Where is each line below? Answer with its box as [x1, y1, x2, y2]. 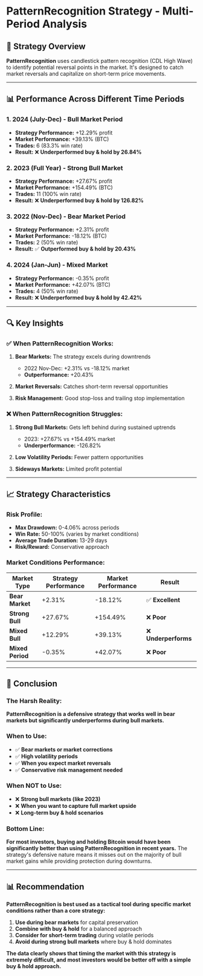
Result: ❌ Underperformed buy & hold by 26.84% [14, 148, 142, 156]
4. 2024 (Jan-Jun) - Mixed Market [6, 261, 108, 269]
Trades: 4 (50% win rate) [14, 287, 79, 295]
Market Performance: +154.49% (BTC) [14, 183, 113, 191]
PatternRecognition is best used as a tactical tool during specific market [6, 900, 192, 908]
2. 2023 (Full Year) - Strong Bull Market [6, 163, 123, 172]
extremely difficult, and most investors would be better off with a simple [6, 956, 192, 963]
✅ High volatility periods [14, 752, 79, 760]
